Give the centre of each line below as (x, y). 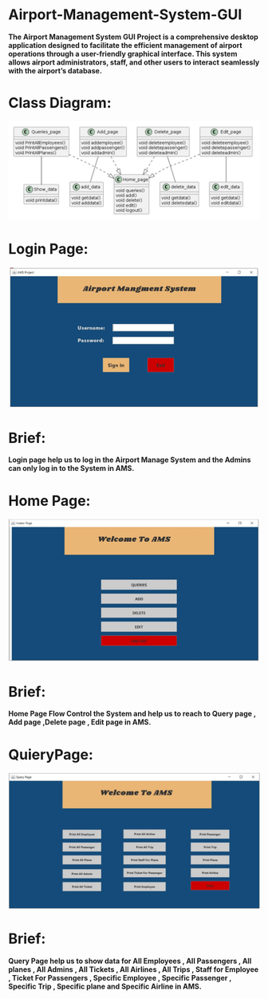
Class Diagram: (60, 103)
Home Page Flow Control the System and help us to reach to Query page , (132, 714)
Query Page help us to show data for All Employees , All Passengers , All (130, 961)
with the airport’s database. (55, 70)
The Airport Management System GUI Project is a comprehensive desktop (134, 37)
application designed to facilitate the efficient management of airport (125, 45)
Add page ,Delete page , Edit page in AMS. (80, 722)
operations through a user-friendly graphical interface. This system (123, 53)
